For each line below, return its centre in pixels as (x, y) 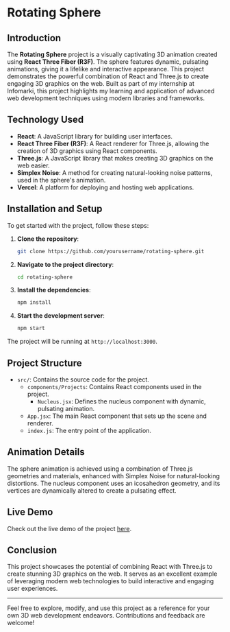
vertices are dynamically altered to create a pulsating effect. (92, 490)
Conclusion (32, 550)
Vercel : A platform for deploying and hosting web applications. (105, 187)
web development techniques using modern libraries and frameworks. (106, 98)
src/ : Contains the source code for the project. (83, 379)
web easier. (33, 165)
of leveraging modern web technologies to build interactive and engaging (111, 581)
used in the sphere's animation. (61, 180)
